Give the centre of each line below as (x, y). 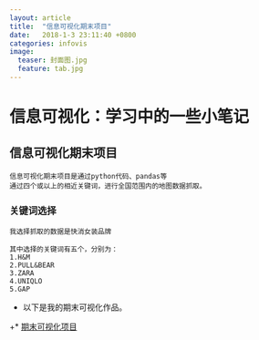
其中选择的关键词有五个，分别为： (64, 250)
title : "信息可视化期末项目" (61, 26)
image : (22, 52)
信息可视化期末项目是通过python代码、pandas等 (88, 176)
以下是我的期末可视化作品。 (75, 307)
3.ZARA (22, 273)
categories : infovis (49, 43)
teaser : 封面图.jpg (52, 60)
